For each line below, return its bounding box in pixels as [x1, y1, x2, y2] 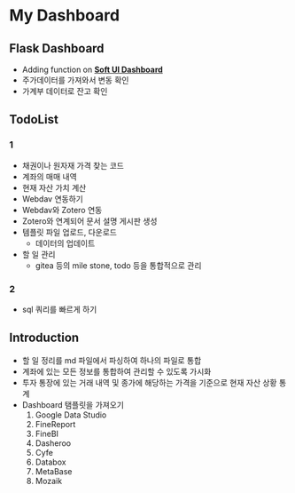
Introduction [9, 330, 80, 346]
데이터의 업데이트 [35, 237, 96, 249]
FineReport [35, 418, 76, 429]
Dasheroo [35, 437, 72, 449]
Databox [35, 457, 66, 467]
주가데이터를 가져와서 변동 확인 [21, 75, 129, 85]
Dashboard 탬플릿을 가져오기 [21, 399, 124, 410]
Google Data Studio [35, 410, 107, 420]
